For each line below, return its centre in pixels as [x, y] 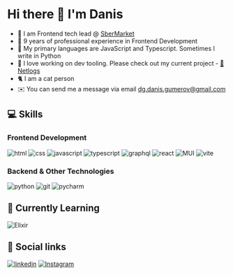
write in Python [39, 56]
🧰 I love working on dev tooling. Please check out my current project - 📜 [121, 63]
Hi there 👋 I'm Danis [65, 14]
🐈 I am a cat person [46, 78]
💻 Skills [25, 114]
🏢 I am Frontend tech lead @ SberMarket [76, 34]
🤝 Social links [37, 247]
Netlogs [29, 70]
